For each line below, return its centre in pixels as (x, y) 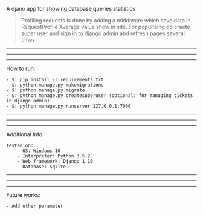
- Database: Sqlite (42, 167)
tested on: (20, 145)
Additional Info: (25, 134)
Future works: (24, 195)
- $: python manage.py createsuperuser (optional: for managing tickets (100, 96)
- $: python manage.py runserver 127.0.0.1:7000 (69, 106)
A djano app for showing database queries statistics (71, 9)
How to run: (21, 68)
